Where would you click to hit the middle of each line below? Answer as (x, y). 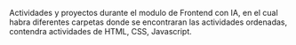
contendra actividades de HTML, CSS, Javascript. (101, 31)
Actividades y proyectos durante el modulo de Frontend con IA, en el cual (144, 13)
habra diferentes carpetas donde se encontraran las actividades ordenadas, (148, 22)
